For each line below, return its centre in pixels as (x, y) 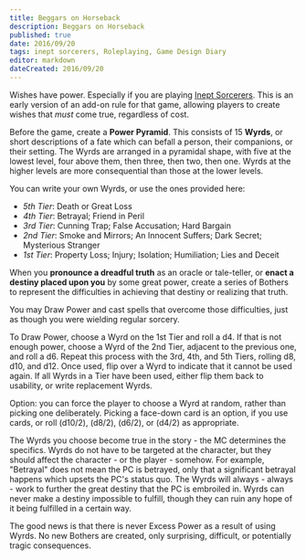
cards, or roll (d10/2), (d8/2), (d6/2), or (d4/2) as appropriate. (124, 422)
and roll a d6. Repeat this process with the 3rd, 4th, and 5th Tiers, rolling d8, (153, 356)
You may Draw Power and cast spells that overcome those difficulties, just (149, 309)
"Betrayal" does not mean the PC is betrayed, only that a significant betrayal (153, 469)
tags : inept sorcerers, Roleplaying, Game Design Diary (118, 52)
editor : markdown (42, 60)
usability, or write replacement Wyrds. (81, 386)
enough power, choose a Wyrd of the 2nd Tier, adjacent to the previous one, (153, 346)
